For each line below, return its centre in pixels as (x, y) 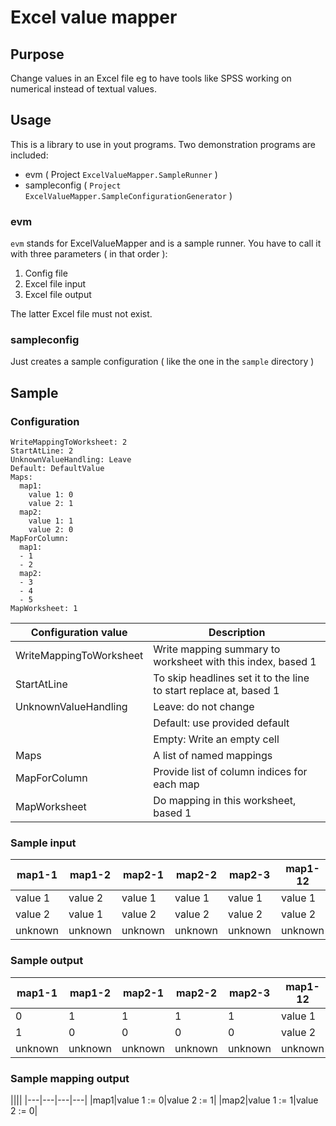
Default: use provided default (221, 723)
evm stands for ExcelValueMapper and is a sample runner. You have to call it (166, 243)
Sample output (47, 961)
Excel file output (58, 295)
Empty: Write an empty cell (216, 739)
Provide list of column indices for (230, 772)
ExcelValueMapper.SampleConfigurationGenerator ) (128, 195)
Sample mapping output (70, 1078)
